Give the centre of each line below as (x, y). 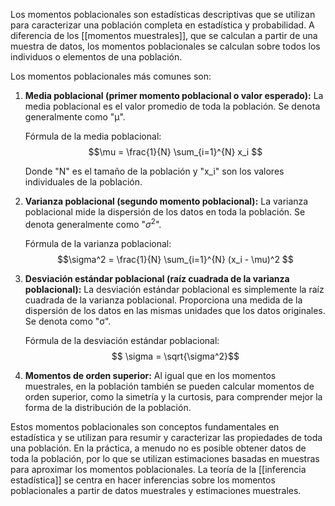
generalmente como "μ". (75, 117)
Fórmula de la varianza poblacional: (98, 243)
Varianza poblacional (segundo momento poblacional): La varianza (166, 201)
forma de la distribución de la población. (108, 407)
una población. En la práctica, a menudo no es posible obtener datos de (158, 448)
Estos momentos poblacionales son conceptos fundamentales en (145, 426)
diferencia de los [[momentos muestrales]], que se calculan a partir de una (164, 35)
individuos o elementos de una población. (96, 57)
